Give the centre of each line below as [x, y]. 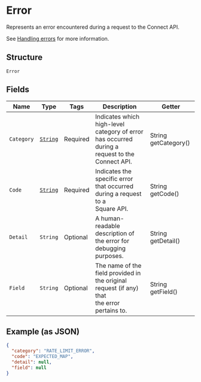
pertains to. [111, 310]
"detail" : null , [32, 362]
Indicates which [117, 116]
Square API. [112, 208]
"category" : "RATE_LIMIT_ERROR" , [53, 351]
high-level [110, 124]
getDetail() [165, 241]
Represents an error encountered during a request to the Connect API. [93, 27]
